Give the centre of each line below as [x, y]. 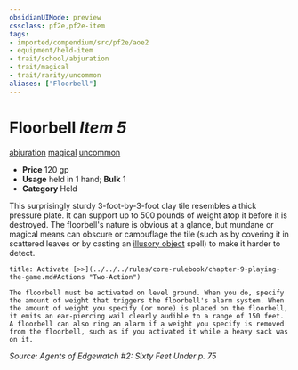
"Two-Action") [115, 277]
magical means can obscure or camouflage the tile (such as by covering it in [149, 234]
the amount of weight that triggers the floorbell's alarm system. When [147, 300]
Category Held [49, 189]
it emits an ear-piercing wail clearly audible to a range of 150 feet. [147, 316]
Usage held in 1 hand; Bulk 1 [74, 179]
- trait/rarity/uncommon [55, 76]
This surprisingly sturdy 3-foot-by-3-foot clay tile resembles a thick [133, 205]
